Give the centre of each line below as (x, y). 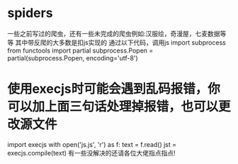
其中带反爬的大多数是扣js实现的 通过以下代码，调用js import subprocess (121, 42)
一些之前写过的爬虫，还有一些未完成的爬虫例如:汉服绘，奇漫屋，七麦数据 (114, 33)
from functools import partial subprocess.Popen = (80, 50)
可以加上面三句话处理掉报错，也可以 (113, 107)
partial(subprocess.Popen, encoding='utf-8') (73, 58)
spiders (30, 13)
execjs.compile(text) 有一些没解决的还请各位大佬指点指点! (91, 153)
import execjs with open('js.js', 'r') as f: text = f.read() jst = (92, 144)
